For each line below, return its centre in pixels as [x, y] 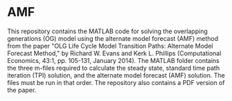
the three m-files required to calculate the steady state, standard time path [114, 68]
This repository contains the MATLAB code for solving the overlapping [107, 31]
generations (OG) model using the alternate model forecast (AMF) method [113, 38]
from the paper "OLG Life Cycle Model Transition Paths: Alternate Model [110, 46]
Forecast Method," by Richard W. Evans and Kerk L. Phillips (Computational [114, 53]
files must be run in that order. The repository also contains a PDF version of [116, 82]
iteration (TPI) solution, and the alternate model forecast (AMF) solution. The [116, 75]
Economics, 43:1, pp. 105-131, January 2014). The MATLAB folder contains [113, 60]
